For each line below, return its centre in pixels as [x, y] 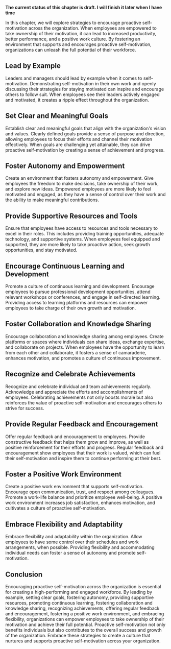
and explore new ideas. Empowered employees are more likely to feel [78, 189]
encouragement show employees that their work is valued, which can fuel [83, 453]
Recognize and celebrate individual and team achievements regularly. [78, 386]
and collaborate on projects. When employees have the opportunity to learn [85, 347]
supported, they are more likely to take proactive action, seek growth [78, 245]
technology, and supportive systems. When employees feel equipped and [83, 239]
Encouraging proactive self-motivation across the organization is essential [83, 586]
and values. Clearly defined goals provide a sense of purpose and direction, [85, 134]
